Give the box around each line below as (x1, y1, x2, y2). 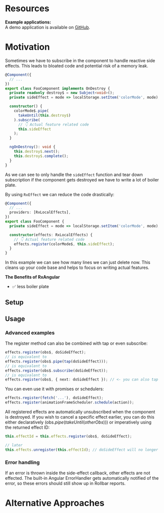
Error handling (5, 459, 40, 466)
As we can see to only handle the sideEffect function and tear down (5, 172, 143, 178)
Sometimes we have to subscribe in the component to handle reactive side (5, 57, 155, 64)
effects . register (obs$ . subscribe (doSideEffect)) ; (5, 368, 108, 373)
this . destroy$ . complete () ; (14, 154, 69, 158)
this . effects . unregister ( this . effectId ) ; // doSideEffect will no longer (5, 447, 159, 452)
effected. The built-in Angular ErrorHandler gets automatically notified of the (5, 475, 159, 481)
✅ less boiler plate (12, 284, 49, 290)
